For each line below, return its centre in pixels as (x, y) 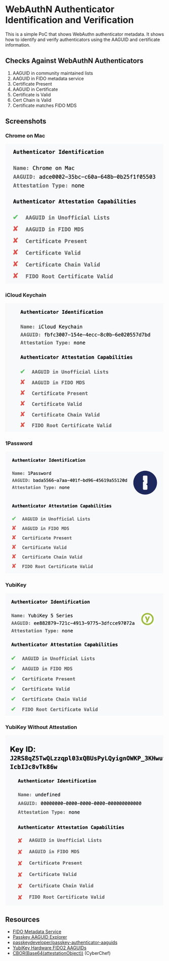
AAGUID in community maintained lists (53, 73)
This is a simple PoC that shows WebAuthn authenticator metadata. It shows (85, 34)
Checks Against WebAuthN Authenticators (74, 61)
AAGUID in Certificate (35, 89)
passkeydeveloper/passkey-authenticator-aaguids (65, 942)
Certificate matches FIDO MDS (45, 105)
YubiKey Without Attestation (41, 727)
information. (18, 45)
